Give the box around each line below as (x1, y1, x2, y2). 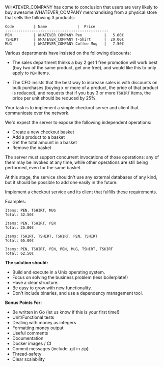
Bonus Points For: (5, 300, 42, 306)
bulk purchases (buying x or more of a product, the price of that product (12, 85, 159, 91)
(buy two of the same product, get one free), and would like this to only (12, 65, 156, 70)
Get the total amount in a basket (12, 140, 77, 145)
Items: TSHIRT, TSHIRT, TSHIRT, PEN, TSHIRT (5, 234, 98, 239)
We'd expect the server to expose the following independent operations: (5, 120, 151, 125)
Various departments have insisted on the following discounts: (5, 50, 131, 56)
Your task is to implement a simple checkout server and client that (5, 105, 138, 110)
